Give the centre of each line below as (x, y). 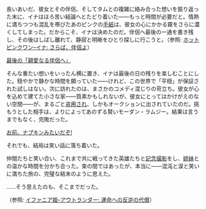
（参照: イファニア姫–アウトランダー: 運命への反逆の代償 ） (81, 200)
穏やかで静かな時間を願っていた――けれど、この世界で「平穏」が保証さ (108, 81)
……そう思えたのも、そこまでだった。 (54, 187)
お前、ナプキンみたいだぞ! (39, 132)
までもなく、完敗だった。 (39, 119)
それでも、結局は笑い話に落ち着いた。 (55, 145)
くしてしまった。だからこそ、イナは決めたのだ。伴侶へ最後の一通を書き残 (100, 32)
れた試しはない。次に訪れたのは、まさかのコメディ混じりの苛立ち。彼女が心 (103, 89)
